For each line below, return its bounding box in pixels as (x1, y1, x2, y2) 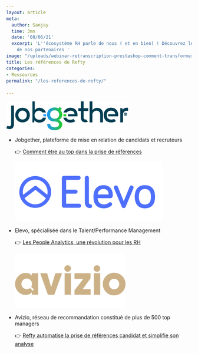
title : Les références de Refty (6, 59, 85, 65)
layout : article (6, 9, 46, 15)
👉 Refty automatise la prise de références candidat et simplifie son (14, 332, 179, 339)
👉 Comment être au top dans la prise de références (14, 148, 143, 156)
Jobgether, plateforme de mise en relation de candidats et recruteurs (14, 136, 183, 144)
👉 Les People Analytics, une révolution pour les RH (14, 239, 141, 246)
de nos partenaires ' (16, 47, 70, 53)
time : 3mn (11, 28, 35, 34)
